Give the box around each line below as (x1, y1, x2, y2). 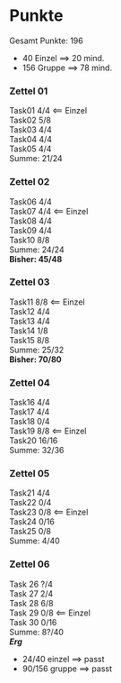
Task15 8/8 (9, 334, 50, 345)
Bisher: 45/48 (9, 253, 63, 264)
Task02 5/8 (9, 114, 52, 126)
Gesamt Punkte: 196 (9, 35, 83, 46)
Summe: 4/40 (9, 535, 60, 546)
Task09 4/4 (9, 224, 52, 235)
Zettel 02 (9, 176, 50, 188)
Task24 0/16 (9, 516, 56, 527)
